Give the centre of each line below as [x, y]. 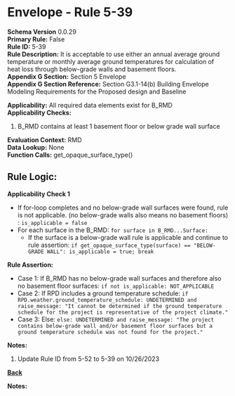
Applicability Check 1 [39, 193]
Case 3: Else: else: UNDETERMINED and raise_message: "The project [116, 319]
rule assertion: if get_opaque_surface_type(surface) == [109, 245]
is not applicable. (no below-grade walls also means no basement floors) [123, 215]
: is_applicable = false [52, 222]
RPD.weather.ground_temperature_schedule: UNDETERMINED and [107, 300]
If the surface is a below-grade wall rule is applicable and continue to [128, 237]
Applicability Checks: [39, 113]
